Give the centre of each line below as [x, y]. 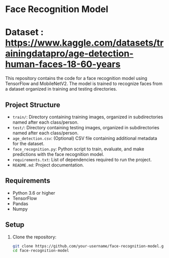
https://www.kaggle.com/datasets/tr [84, 43]
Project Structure [33, 105]
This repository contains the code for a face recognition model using [76, 78]
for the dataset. [28, 143]
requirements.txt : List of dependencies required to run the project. [82, 159]
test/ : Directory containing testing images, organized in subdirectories [86, 127]
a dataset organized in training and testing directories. [61, 89]
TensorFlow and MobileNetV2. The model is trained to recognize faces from [84, 83]
